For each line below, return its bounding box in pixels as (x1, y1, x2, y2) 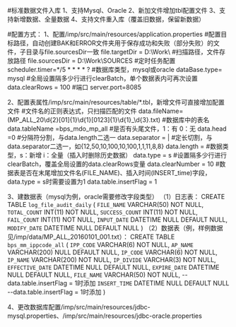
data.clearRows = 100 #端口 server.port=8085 (7, 83, 142, 91)
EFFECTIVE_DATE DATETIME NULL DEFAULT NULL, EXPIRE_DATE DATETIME (7, 263, 220, 271)
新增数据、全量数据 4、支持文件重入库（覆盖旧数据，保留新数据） (13, 15, 205, 23)
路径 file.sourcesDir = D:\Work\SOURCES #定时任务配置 (13, 57, 176, 65)
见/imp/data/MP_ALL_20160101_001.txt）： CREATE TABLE (7, 232, 175, 241)
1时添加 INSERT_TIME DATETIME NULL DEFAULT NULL (74, 279, 230, 287)
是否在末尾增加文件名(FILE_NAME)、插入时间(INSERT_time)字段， (19, 169, 211, 177)
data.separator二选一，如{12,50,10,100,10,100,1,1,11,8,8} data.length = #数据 (7, 142, 223, 150)
